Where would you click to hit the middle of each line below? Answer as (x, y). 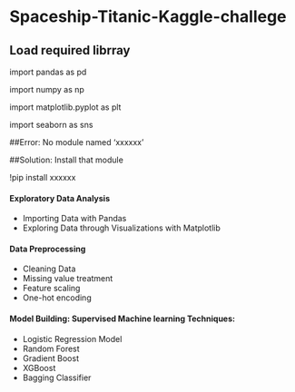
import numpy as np (47, 89)
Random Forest (51, 348)
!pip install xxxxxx (43, 177)
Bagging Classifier (57, 377)
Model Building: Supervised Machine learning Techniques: (123, 318)
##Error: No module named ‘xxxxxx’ (77, 142)
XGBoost (39, 367)
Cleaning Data (49, 269)
